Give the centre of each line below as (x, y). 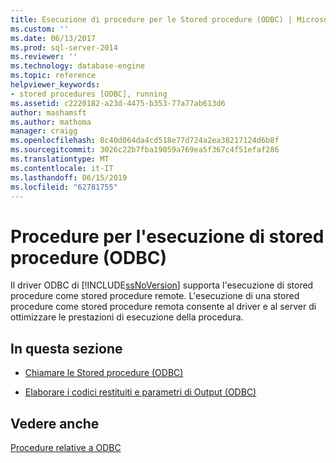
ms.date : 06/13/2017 (53, 38)
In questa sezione (66, 348)
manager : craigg (44, 131)
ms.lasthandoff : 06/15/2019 (69, 177)
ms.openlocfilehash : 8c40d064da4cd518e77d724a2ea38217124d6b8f (145, 141)
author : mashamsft (48, 112)
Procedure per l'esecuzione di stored (167, 236)
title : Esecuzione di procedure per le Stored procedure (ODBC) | (151, 19)
